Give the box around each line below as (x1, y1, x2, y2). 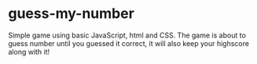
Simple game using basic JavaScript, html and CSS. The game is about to (8, 30, 246, 40)
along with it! (8, 47, 50, 56)
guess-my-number (8, 5, 135, 23)
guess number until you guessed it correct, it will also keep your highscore (8, 38, 250, 48)
